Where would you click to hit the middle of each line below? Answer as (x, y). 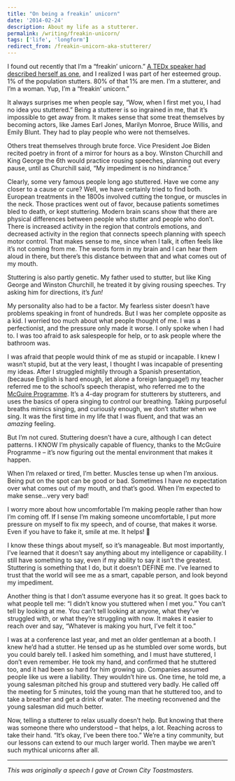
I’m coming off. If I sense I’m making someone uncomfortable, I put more (112, 517)
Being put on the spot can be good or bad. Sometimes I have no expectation (117, 481)
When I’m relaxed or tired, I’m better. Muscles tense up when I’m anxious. (113, 473)
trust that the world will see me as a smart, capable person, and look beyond (117, 575)
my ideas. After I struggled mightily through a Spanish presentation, (105, 372)
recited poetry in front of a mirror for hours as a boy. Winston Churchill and (115, 153)
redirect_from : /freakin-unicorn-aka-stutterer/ (79, 46)
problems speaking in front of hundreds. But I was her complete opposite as (117, 313)
